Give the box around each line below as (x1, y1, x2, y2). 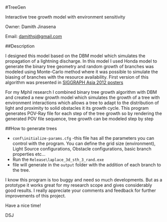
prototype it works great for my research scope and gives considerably (5, 182, 152, 188)
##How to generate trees (5, 125, 57, 131)
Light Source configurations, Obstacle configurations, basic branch (12, 146, 151, 152)
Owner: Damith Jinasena (5, 24, 56, 30)
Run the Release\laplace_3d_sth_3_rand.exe (12, 156, 104, 162)
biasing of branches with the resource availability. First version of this (5, 74, 149, 80)
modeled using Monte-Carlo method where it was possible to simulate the (5, 69, 158, 75)
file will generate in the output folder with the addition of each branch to (12, 162, 161, 167)
